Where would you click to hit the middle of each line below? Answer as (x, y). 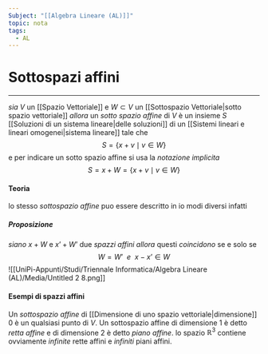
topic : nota (28, 23)
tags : (17, 30)
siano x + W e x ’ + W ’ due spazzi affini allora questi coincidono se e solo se (132, 245)
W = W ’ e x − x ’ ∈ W (134, 257)
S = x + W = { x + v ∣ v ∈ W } (134, 170)
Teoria (19, 188)
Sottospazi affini (64, 78)
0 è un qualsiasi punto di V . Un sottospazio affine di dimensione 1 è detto (128, 322)
